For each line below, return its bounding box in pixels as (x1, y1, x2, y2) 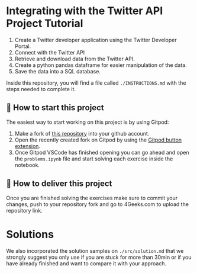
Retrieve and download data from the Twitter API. (14, 55, 135, 62)
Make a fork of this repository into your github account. (14, 130, 150, 137)
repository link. (6, 207, 43, 214)
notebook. (14, 161, 40, 168)
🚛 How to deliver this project (6, 179, 112, 189)
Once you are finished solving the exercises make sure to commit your (6, 194, 178, 201)
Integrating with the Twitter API (6, 4, 163, 18)
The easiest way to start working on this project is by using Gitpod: (6, 118, 169, 126)
